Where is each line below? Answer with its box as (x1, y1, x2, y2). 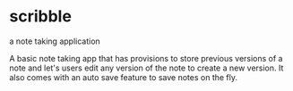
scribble (9, 6, 72, 27)
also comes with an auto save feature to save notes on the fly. (9, 71, 238, 82)
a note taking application (9, 36, 100, 46)
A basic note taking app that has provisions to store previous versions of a (9, 53, 283, 63)
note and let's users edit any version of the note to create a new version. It (9, 62, 284, 73)
